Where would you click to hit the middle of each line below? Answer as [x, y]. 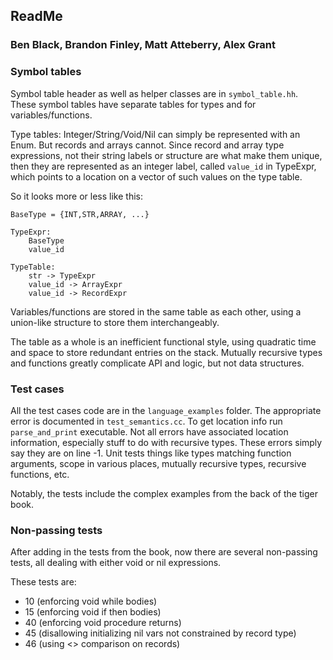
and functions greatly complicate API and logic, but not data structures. [157, 363]
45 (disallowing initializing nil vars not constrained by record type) [160, 633]
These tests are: [43, 582]
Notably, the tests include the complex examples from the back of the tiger [164, 493]
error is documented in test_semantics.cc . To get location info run [146, 421]
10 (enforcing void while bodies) [91, 601]
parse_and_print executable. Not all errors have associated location [149, 431]
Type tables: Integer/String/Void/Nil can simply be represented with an [155, 134]
